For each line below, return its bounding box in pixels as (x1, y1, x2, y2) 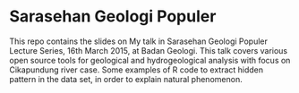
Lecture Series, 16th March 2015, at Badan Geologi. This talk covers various (9, 45, 288, 55)
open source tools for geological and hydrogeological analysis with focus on (9, 55, 291, 65)
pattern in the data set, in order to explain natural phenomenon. (9, 73, 243, 84)
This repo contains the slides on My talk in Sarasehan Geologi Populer (9, 36, 269, 46)
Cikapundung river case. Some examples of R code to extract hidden (9, 64, 264, 75)
